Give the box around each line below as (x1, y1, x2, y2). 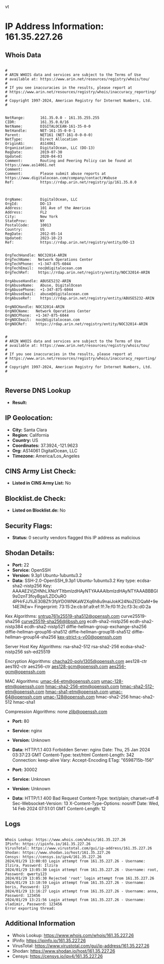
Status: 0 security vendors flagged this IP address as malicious (12, 535, 141, 541)
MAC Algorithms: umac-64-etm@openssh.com (5, 678, 100, 684)
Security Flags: (5, 522, 53, 530)
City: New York (5, 214, 58, 219)
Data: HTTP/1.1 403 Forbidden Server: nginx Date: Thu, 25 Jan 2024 (12, 746, 150, 752)
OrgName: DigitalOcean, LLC (5, 197, 78, 202)
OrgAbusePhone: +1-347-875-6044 (5, 287, 73, 292)
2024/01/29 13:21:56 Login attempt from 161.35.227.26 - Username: (5, 897, 146, 902)
